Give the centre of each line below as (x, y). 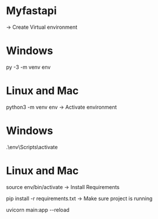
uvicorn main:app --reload (38, 210)
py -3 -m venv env (28, 67)
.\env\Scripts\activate (32, 147)
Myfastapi (32, 11)
